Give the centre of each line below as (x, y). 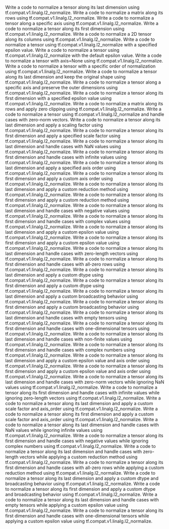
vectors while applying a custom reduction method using (78, 457)
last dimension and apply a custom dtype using (54, 275)
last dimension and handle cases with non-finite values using (69, 339)
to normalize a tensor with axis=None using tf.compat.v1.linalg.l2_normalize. (84, 61)
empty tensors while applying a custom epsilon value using (67, 505)
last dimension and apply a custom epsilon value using (62, 232)
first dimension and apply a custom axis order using (59, 179)
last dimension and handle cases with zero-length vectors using (72, 253)
